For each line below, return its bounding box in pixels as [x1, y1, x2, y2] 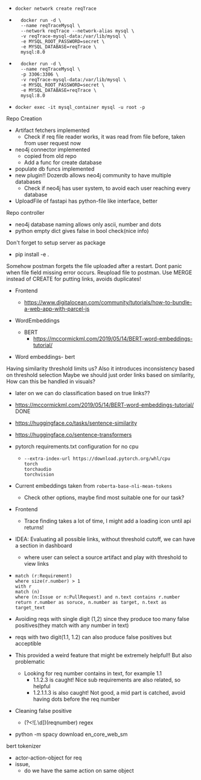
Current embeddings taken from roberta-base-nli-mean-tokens [14, 482, 173, 489]
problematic [14, 658, 45, 665]
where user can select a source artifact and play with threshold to [24, 554, 188, 561]
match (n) [14, 589, 40, 595]
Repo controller [6, 209, 45, 216]
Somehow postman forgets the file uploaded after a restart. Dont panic [6, 263, 182, 269]
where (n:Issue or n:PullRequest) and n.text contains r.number [14, 594, 180, 600]
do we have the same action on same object [24, 767, 134, 774]
